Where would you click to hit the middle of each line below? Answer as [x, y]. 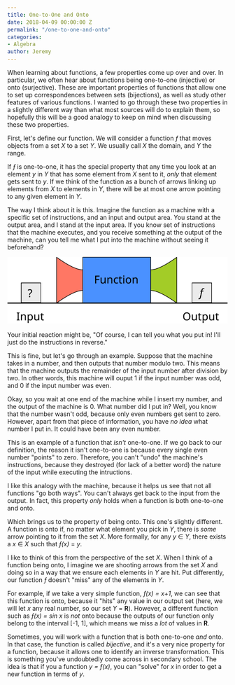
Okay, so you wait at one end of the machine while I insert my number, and [115, 399]
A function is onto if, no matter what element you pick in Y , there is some [112, 529]
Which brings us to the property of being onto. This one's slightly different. [115, 521]
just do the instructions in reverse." [58, 342]
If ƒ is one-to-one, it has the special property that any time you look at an [112, 167]
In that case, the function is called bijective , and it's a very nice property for [116, 644]
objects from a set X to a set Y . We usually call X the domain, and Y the [109, 146]
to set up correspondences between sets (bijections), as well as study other [116, 95]
